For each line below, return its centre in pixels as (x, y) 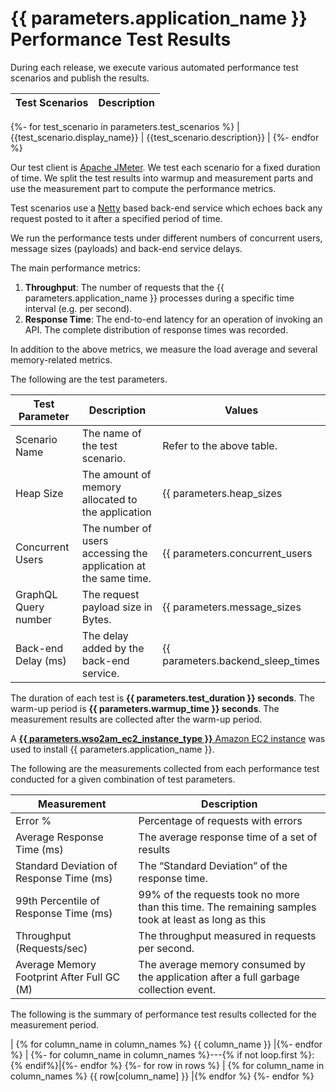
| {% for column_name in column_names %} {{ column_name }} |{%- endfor (166, 1044)
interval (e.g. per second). (78, 308)
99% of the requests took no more (219, 894)
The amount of (116, 474)
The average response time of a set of (228, 837)
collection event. (177, 989)
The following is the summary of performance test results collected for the (163, 1014)
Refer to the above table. (220, 445)
